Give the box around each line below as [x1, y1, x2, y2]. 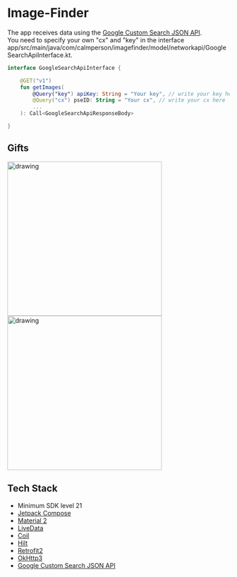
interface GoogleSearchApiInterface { [7, 64, 121, 71]
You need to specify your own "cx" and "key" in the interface [7, 35, 185, 44]
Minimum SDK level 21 [17, 501, 83, 509]
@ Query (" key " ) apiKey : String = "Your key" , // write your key [32, 90, 222, 97]
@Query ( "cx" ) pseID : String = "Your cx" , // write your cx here [32, 97, 226, 104]
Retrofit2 [17, 546, 44, 554]
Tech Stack [7, 482, 58, 494]
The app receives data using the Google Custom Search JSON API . [7, 28, 202, 37]
